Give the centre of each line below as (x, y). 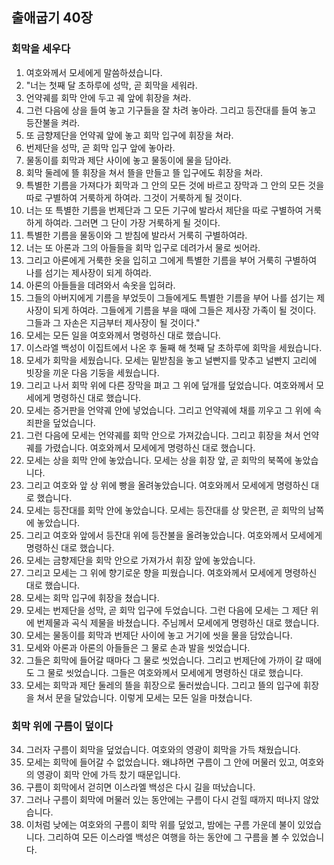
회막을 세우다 (41, 49)
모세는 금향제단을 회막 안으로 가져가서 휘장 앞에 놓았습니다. (140, 560)
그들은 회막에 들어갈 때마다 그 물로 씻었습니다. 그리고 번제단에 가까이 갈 (164, 660)
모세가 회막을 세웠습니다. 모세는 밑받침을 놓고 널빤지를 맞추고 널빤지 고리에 (171, 360)
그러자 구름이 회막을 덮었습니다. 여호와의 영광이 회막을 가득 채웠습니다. (163, 749)
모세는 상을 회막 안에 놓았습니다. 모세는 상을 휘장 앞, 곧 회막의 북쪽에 (159, 460)
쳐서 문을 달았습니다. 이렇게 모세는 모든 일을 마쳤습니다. (144, 697)
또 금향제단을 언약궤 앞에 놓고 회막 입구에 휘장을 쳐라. (129, 135)
